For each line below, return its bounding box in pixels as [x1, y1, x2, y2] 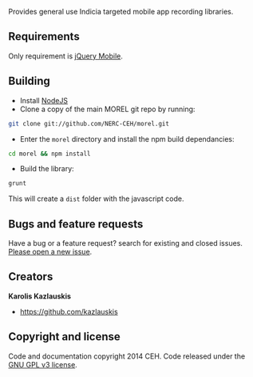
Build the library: [19, 164, 74, 174]
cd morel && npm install [8, 150, 91, 158]
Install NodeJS [19, 95, 69, 105]
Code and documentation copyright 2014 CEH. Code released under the [8, 351, 246, 361]
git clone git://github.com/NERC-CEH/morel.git [8, 119, 170, 127]
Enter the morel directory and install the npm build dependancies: [19, 134, 235, 143]
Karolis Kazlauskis [8, 291, 72, 301]
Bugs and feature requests [8, 217, 144, 231]
